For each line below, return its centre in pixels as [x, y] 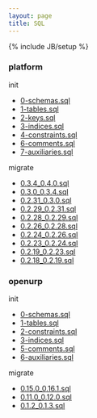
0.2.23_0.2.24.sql [49, 243]
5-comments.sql [47, 349]
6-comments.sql [47, 143]
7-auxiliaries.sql [46, 152]
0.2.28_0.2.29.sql [49, 217]
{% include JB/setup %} [48, 46]
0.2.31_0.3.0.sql [46, 200]
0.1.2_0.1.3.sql [42, 406]
